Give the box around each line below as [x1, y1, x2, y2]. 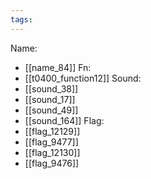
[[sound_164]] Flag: [24, 114, 105, 126]
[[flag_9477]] [24, 136, 79, 148]
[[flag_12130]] [24, 146, 81, 158]
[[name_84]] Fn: [24, 61, 92, 73]
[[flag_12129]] [24, 125, 81, 137]
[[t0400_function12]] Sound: [24, 72, 142, 84]
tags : [10, 14, 33, 25]
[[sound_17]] [24, 93, 76, 105]
